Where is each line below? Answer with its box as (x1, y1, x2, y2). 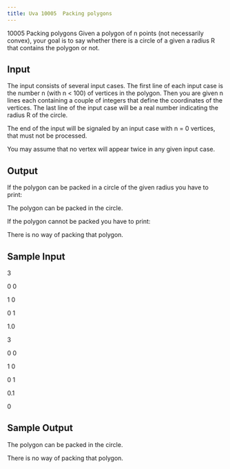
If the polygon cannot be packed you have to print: (7, 218, 151, 226)
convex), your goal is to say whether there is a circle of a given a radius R (7, 36, 216, 45)
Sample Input (7, 251, 65, 262)
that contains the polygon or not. (7, 43, 100, 52)
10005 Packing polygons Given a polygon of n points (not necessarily (7, 29, 205, 37)
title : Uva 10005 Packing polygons (7, 10, 112, 17)
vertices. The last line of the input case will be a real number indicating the (7, 104, 219, 112)
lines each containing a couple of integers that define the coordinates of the (7, 96, 222, 105)
